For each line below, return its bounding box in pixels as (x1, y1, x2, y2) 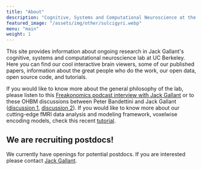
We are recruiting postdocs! (6, 134, 114, 145)
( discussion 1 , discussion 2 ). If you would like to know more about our (6, 104, 180, 112)
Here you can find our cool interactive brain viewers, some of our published (6, 61, 195, 68)
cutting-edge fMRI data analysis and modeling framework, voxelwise (6, 111, 178, 118)
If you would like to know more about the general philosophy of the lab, (6, 85, 183, 92)
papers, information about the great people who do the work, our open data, (6, 67, 197, 74)
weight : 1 (6, 31, 31, 37)
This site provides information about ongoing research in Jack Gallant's (6, 48, 184, 55)
